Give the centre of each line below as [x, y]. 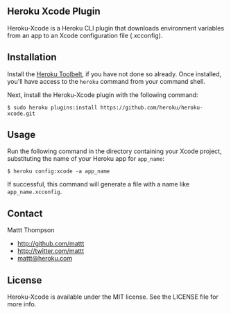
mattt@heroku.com [45, 259]
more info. [22, 304]
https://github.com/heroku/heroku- [152, 107]
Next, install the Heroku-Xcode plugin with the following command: [103, 95]
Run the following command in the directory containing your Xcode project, [114, 151]
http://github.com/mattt [51, 244]
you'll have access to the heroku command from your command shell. [106, 81]
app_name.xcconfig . [35, 192]
